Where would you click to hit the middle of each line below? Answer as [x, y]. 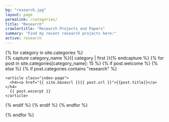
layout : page [19, 15]
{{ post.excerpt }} [30, 91]
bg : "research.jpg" [26, 10]
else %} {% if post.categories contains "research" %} [61, 68]
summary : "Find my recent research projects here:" [61, 33]
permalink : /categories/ [31, 19]
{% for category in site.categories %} [44, 52]
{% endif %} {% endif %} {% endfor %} [47, 105]
